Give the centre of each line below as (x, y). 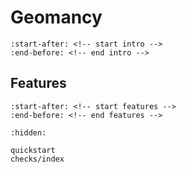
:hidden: (28, 132)
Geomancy (56, 17)
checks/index (37, 159)
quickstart (33, 150)
